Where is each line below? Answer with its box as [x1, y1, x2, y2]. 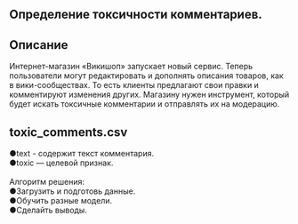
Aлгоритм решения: [9, 177, 85, 188]
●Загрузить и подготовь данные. [9, 186, 136, 196]
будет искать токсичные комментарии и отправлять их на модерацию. [9, 99, 280, 109]
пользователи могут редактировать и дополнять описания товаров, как [9, 70, 284, 81]
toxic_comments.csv [9, 124, 128, 140]
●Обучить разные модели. [9, 196, 113, 206]
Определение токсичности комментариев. [9, 7, 262, 22]
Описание [9, 37, 68, 52]
